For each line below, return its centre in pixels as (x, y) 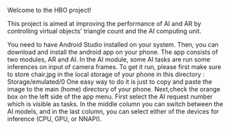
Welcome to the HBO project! (49, 10)
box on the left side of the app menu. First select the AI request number (110, 96)
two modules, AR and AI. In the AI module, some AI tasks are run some (109, 59)
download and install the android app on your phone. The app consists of (113, 52)
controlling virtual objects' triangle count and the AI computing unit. (104, 31)
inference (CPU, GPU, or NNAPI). (55, 119)
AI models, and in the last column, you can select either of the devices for (113, 111)
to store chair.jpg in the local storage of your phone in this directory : (106, 74)
